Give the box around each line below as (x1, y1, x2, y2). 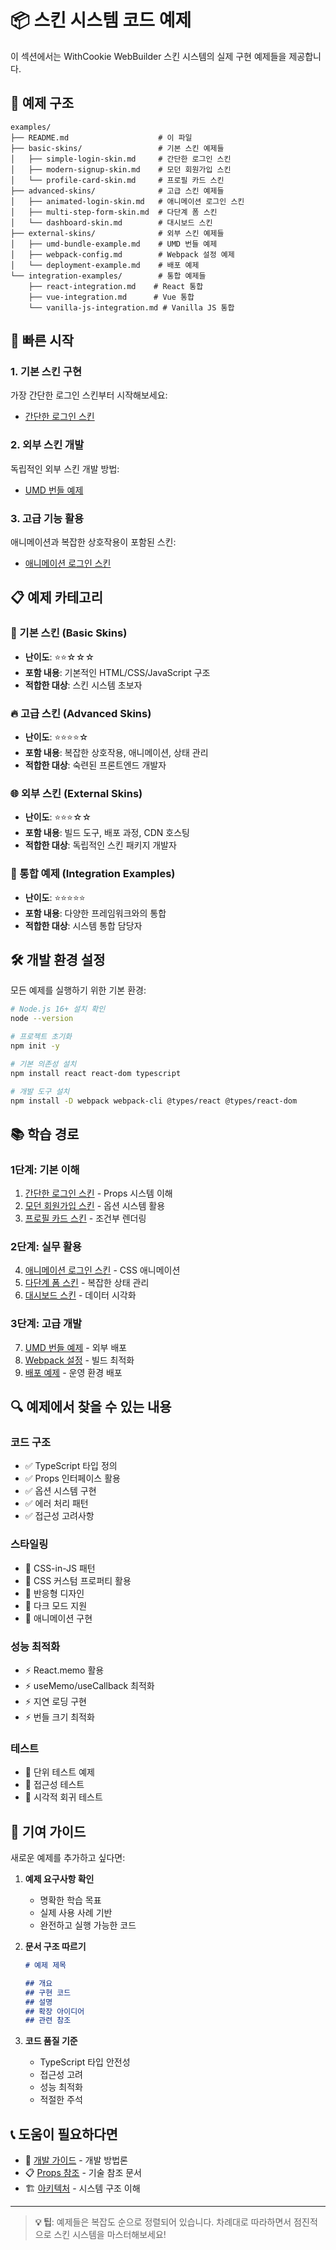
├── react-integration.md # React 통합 (28, 281, 204, 291)
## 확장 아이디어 (24, 2006, 85, 2016)
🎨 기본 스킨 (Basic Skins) (10, 626, 128, 640)
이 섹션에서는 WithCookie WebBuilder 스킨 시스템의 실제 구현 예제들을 (10, 50, 287, 62)
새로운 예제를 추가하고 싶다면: (10, 1852, 126, 1864)
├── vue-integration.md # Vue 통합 (28, 292, 195, 302)
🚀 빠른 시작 (10, 332, 75, 350)
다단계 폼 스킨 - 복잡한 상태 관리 (24, 1277, 150, 1289)
